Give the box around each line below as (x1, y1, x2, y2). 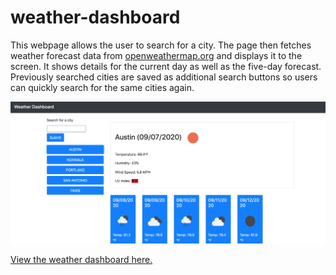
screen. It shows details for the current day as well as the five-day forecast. (10, 60, 322, 72)
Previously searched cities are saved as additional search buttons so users (10, 71, 318, 83)
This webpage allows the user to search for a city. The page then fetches (10, 39, 312, 51)
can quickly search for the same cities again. (10, 81, 195, 93)
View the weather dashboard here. (10, 253, 153, 265)
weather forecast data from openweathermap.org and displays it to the (10, 49, 303, 61)
